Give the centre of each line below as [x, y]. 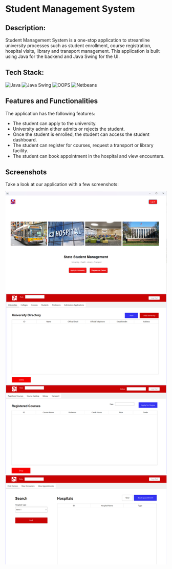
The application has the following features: [50, 113]
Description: [26, 28]
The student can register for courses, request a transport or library [83, 145]
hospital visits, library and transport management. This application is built [83, 51]
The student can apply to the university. [55, 123]
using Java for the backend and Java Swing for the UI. [63, 56]
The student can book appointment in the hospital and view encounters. [89, 156]
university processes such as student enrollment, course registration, [78, 46]
